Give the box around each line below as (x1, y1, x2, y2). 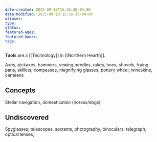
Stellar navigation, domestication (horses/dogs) (5, 99, 101, 105)
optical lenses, (5, 131, 35, 137)
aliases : (5, 16, 23, 21)
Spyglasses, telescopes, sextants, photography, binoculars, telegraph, (5, 126, 147, 132)
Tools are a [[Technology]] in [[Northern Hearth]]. (5, 52, 106, 58)
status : (5, 25, 21, 30)
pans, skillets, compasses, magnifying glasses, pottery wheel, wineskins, (5, 67, 153, 73)
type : (5, 20, 16, 26)
